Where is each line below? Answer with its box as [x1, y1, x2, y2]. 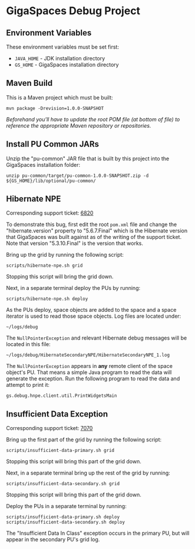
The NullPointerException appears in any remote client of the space [6, 363, 173, 370]
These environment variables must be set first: [6, 43, 120, 50]
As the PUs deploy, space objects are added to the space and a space [6, 306, 177, 314]
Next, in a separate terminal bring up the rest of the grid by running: [6, 469, 171, 477]
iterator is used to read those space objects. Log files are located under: [6, 312, 181, 320]
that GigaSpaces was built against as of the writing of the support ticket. [6, 234, 181, 241]
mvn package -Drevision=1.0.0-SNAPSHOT [6, 105, 104, 111]
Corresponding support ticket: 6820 [6, 209, 94, 217]
